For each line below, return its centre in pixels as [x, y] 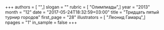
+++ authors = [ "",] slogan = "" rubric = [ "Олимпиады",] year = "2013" [78, 7]
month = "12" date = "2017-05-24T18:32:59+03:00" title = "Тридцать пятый [82, 12]
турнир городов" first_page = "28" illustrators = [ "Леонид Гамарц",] [75, 17]
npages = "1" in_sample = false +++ [41, 22]
